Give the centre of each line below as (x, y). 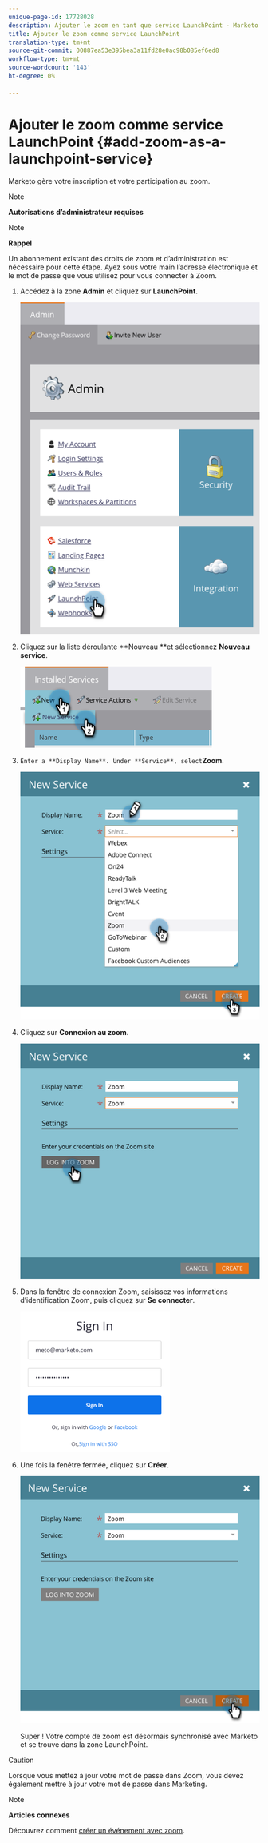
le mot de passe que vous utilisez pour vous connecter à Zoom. (113, 275)
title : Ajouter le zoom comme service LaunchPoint (94, 34)
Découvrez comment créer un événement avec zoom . (97, 1831)
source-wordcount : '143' (49, 68)
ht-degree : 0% (32, 76)
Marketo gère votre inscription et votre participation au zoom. (109, 181)
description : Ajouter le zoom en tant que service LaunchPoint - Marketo (134, 25)
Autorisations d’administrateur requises (76, 212)
